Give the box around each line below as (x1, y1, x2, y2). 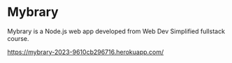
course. (7, 34, 29, 42)
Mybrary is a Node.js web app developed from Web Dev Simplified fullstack (7, 27, 226, 35)
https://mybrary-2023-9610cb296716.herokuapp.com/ (7, 48, 164, 56)
